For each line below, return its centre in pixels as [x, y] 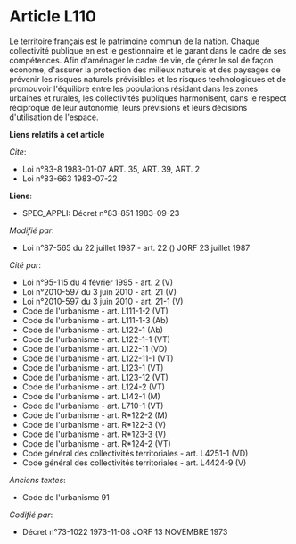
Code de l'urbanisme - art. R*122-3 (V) [94, 424]
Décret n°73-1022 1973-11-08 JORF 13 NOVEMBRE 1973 [125, 531]
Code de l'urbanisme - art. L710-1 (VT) [93, 406]
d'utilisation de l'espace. [54, 117]
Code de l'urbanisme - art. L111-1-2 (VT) [95, 311]
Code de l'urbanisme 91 [66, 497]
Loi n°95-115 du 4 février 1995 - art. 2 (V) [98, 282]
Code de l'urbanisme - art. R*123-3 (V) [94, 434]
